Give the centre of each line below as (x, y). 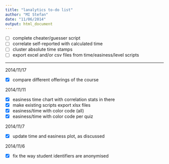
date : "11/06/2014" (26, 19)
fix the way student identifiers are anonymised (61, 155)
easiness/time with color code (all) (48, 110)
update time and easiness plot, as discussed (58, 136)
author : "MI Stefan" (27, 15)
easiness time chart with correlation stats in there (64, 99)
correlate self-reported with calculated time (58, 44)
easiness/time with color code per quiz (53, 116)
